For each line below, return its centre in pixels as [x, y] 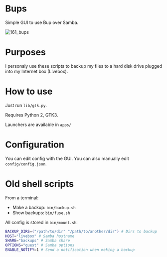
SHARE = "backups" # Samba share [38, 241]
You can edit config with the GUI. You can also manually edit [67, 158]
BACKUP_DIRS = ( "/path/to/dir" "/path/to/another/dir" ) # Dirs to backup [81, 231]
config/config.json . [26, 164]
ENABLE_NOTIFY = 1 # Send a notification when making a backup [70, 250]
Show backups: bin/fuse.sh [41, 213]
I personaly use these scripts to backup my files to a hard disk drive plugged [84, 66]
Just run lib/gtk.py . [26, 105]
